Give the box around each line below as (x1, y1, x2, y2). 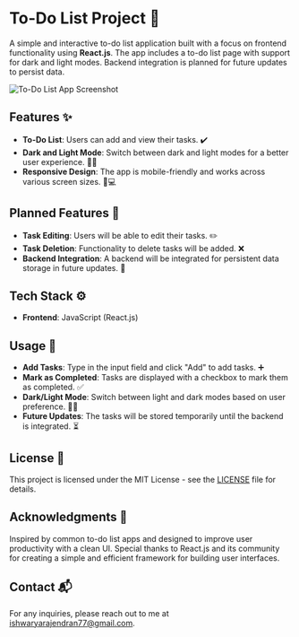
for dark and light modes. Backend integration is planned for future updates (9, 57, 288, 67)
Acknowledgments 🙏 (9, 510, 128, 525)
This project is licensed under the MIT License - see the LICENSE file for (9, 475, 276, 484)
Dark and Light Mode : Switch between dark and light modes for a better (21, 147, 289, 158)
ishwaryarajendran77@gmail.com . (9, 617, 136, 628)
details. (9, 484, 37, 494)
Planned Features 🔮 (9, 205, 120, 221)
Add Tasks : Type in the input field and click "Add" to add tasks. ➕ (21, 362, 265, 373)
